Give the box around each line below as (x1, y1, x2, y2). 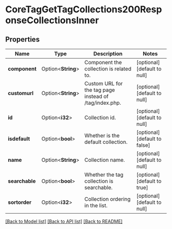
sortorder (8, 199, 32, 206)
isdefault (8, 135, 30, 142)
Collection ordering (84, 196, 131, 202)
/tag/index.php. (84, 99, 121, 106)
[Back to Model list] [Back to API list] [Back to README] (5, 218, 123, 224)
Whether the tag (84, 171, 124, 178)
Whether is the (84, 132, 120, 139)
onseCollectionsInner (5, 14, 99, 26)
